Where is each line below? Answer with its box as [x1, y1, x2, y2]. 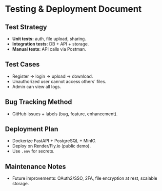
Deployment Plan [5, 125, 59, 133]
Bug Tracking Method [5, 98, 72, 106]
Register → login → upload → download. [12, 73, 93, 79]
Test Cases [5, 60, 40, 69]
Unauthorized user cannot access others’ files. [12, 78, 106, 84]
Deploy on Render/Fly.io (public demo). [12, 143, 91, 149]
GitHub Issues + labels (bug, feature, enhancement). [12, 111, 118, 117]
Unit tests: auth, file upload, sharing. [12, 36, 86, 42]
